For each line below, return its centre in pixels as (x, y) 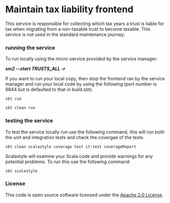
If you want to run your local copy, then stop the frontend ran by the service (85, 79)
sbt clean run (20, 108)
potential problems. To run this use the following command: (68, 162)
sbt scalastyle (22, 171)
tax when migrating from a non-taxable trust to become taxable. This (78, 29)
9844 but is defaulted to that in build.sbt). (49, 89)
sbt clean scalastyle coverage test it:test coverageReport (71, 147)
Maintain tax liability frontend (69, 9)
